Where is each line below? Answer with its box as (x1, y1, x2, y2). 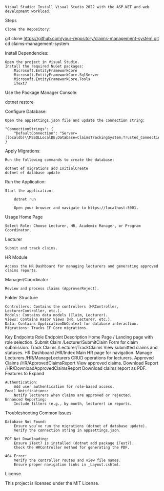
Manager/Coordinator (5, 277, 49, 282)
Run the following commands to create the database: (5, 157, 115, 162)
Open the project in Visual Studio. (5, 60, 80, 65)
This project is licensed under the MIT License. (5, 480, 100, 486)
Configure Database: (5, 109, 47, 114)
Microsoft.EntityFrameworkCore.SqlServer (14, 72, 99, 77)
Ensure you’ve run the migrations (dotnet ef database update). (14, 424, 147, 428)
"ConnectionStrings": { (5, 127, 54, 132)
